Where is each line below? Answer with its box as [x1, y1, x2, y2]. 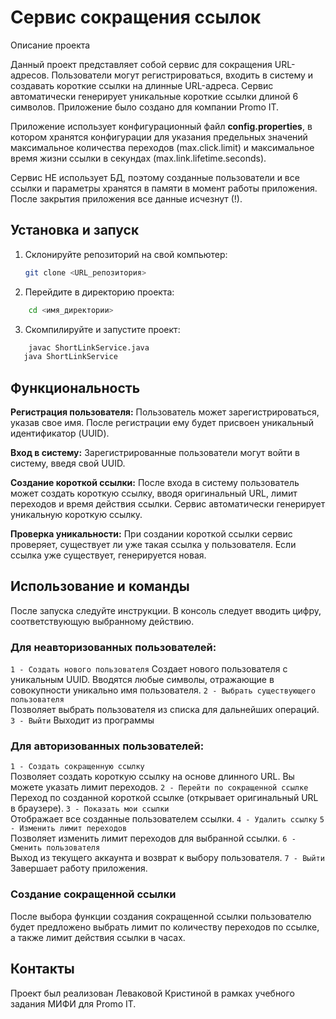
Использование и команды [10, 578, 190, 595]
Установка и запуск [10, 222, 140, 239]
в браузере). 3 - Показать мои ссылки [10, 802, 170, 815]
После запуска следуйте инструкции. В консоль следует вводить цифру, [10, 604, 322, 616]
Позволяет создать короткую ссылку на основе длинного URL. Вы [10, 771, 295, 783]
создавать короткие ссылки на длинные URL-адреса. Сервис [10, 79, 274, 91]
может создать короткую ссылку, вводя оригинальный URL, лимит [10, 487, 298, 500]
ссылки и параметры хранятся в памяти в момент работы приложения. [10, 182, 318, 194]
